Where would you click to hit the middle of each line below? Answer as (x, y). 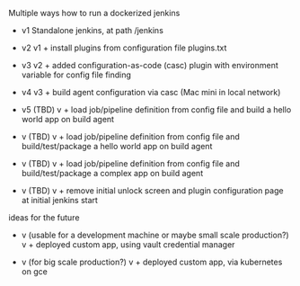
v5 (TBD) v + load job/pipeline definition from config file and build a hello (156, 110)
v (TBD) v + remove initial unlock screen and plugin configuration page (152, 191)
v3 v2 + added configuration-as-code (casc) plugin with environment (150, 65)
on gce (35, 272)
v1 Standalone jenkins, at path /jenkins (92, 30)
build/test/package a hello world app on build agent (117, 146)
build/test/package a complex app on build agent (112, 173)
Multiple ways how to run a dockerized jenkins (94, 13)
